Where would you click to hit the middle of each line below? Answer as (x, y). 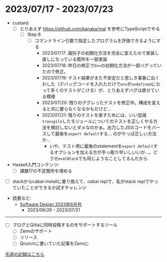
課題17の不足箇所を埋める (46, 171)
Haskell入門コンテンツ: (36, 165)
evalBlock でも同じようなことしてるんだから (103, 159)
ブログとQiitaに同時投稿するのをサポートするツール (65, 225)
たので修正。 (55, 72)
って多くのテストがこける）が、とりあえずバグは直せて (99, 90)
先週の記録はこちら (25, 254)
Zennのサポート (36, 231)
